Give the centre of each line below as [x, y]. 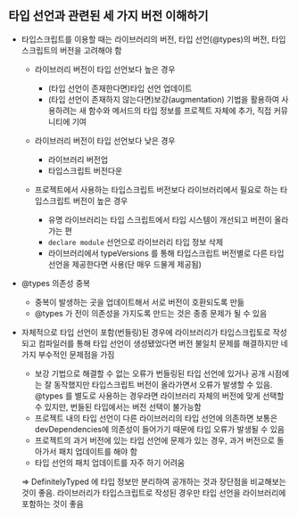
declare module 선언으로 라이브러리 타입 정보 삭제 [136, 242]
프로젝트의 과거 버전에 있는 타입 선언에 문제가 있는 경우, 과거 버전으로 [155, 440]
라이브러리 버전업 [78, 160]
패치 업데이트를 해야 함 [98, 451]
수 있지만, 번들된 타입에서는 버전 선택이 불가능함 [118, 406]
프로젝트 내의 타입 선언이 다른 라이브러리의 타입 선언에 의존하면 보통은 [156, 418]
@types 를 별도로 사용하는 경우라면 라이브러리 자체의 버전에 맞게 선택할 [159, 396]
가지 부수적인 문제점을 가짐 [68, 354]
